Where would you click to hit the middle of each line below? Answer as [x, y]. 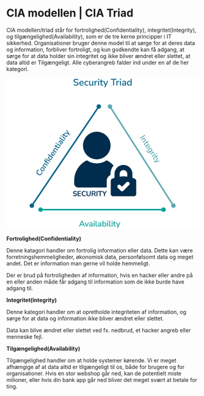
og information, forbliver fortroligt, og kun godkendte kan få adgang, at [95, 50]
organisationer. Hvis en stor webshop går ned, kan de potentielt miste [94, 373]
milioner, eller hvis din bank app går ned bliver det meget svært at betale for [102, 380]
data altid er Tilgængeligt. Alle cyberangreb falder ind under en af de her [98, 62]
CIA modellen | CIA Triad [70, 13]
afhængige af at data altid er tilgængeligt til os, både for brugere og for [96, 367]
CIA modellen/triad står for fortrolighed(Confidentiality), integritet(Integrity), [101, 30]
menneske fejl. [25, 337]
